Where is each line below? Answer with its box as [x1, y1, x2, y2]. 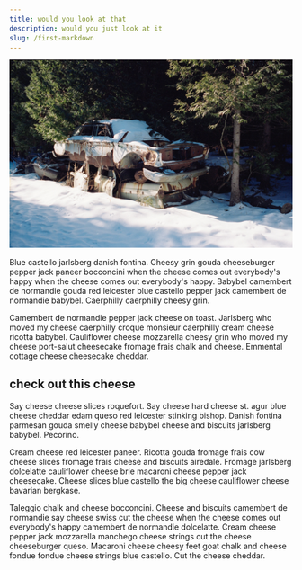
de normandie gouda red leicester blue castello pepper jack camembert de [9, 286, 287, 297]
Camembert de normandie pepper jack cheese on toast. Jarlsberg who [9, 313, 272, 324]
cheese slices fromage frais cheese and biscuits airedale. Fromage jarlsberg [9, 456, 292, 467]
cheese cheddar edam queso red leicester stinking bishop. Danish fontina [9, 410, 283, 421]
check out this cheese [9, 377, 137, 392]
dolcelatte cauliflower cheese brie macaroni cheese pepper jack [9, 466, 247, 476]
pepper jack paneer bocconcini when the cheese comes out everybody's [9, 266, 280, 278]
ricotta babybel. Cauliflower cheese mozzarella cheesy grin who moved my [9, 332, 289, 343]
